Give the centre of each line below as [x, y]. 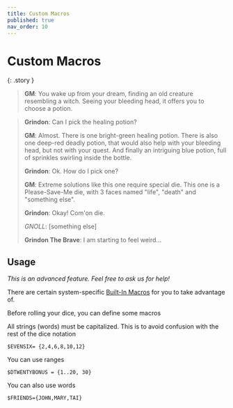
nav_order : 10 [28, 26]
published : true [31, 20]
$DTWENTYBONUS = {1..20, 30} [49, 372]
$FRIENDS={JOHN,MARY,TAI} [45, 398]
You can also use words [41, 385]
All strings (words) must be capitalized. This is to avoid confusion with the [113, 327]
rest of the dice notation [42, 334]
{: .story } [21, 80]
